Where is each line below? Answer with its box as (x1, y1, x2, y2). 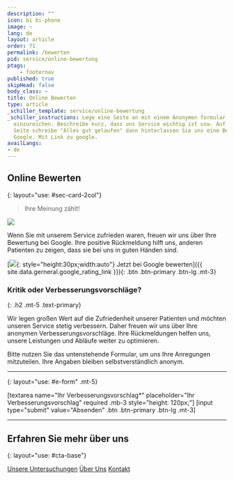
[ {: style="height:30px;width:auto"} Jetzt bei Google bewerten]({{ (7, 260, 203, 269)
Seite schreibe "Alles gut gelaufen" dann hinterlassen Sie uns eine (13, 127, 219, 134)
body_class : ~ (7, 88, 49, 95)
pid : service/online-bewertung (7, 56, 98, 63)
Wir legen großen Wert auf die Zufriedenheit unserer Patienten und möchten (7, 315, 226, 323)
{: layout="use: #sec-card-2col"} (7, 190, 102, 199)
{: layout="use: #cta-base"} (7, 451, 87, 459)
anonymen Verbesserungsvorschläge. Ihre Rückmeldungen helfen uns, (7, 329, 211, 338)
